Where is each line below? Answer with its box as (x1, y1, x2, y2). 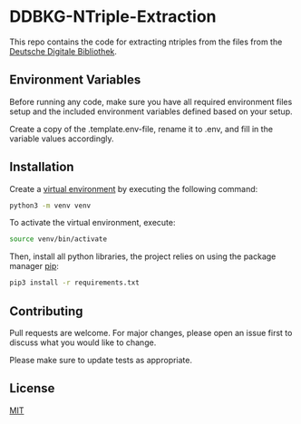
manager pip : (9, 261, 59, 272)
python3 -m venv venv (9, 201, 92, 210)
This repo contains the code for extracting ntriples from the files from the (9, 36, 283, 47)
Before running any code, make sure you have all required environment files (9, 96, 293, 107)
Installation (9, 159, 74, 175)
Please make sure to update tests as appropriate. (9, 355, 193, 365)
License (9, 381, 55, 396)
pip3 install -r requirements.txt (9, 278, 141, 287)
